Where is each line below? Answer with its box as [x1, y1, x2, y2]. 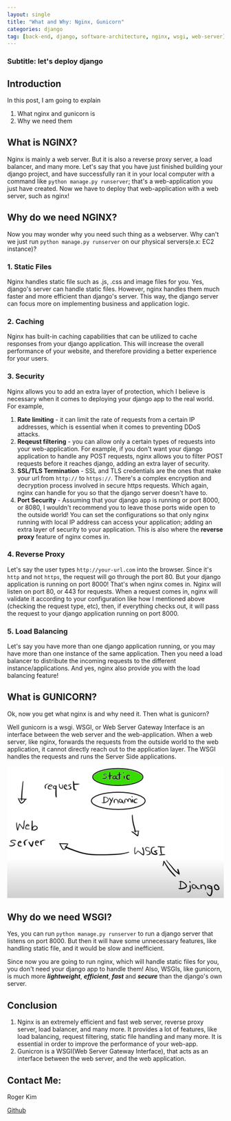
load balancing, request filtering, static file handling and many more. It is [16, 1033, 222, 1041]
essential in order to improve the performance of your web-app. [16, 1040, 198, 1048]
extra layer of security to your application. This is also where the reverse [16, 525, 223, 534]
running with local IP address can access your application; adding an [16, 518, 212, 526]
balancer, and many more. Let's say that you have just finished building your [7, 162, 223, 170]
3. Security [7, 372, 45, 381]
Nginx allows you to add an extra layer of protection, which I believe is [7, 387, 206, 396]
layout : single [7, 11, 51, 18]
